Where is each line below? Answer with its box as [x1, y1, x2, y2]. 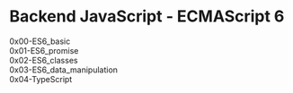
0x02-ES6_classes [9, 55, 78, 65]
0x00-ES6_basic [9, 36, 71, 46]
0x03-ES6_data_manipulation [9, 64, 119, 75]
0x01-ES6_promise [9, 45, 79, 55]
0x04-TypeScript [9, 73, 73, 84]
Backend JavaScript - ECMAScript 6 [9, 6, 285, 27]
